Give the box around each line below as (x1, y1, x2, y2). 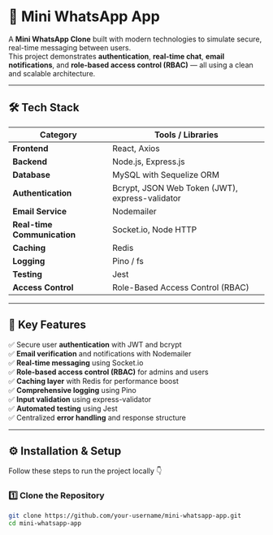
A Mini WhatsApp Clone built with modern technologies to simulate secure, (8, 34, 262, 44)
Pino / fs (112, 255, 144, 266)
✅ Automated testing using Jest (8, 403, 118, 413)
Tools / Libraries (154, 129, 219, 140)
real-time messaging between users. (8, 42, 132, 52)
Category (39, 129, 77, 140)
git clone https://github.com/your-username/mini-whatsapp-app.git (8, 511, 242, 520)
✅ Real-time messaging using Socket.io (8, 357, 144, 368)
